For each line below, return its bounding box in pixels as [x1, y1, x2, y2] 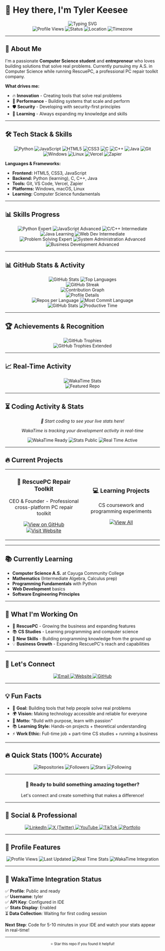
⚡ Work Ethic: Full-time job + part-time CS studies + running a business [12, 730, 158, 737]
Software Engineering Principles [12, 591, 80, 597]
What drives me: [5, 83, 40, 89]
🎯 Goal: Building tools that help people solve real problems [12, 705, 131, 711]
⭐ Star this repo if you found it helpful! [50, 942, 115, 947]
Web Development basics [12, 586, 65, 592]
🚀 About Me [5, 45, 42, 53]
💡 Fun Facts [5, 692, 42, 700]
